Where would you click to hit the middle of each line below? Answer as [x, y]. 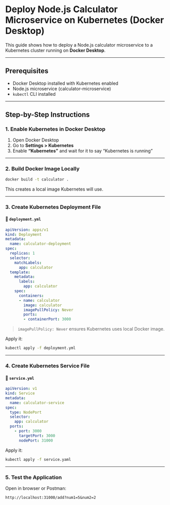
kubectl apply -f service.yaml [38, 459]
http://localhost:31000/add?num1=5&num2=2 [51, 497]
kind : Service [20, 393]
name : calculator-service [37, 403]
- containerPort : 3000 [47, 319]
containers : [31, 296]
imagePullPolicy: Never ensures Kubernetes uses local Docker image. [91, 329]
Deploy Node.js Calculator [61, 9]
